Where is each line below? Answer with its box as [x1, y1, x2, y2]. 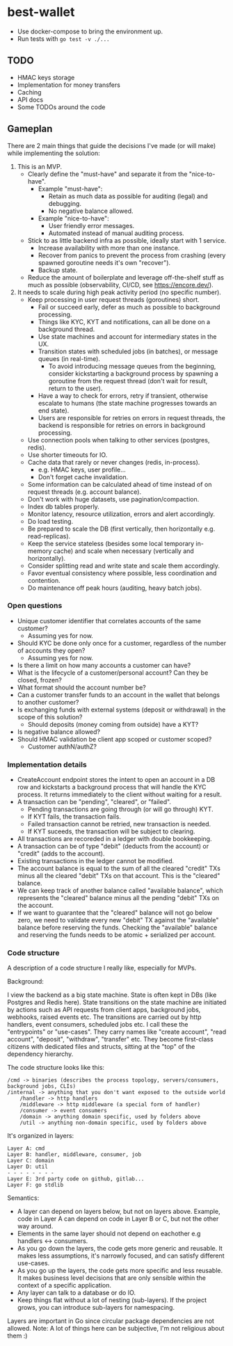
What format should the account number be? [17, 683, 146, 691]
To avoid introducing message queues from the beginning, [48, 362, 216, 370]
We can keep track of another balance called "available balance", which [17, 886, 223, 895]
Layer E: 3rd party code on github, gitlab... [7, 1176, 145, 1183]
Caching [17, 88, 42, 96]
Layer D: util [7, 1163, 49, 1171]
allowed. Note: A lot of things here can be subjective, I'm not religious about [7, 1324, 225, 1333]
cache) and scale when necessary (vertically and [53, 547, 195, 555]
